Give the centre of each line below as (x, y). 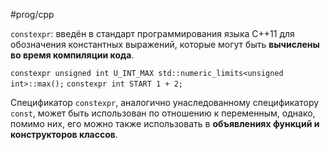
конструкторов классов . (64, 134)
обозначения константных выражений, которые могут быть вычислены (165, 44)
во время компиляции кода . (72, 55)
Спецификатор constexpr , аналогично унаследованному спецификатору (165, 102)
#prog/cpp (32, 14)
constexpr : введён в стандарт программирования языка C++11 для (152, 33)
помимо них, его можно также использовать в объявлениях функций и (165, 123)
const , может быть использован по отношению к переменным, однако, (163, 113)
